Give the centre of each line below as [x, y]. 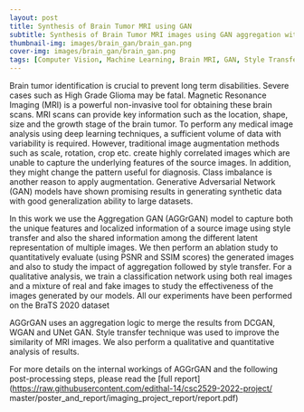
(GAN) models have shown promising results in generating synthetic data [146, 192]
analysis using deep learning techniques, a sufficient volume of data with [146, 134]
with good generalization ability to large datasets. [101, 201]
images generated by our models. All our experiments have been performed [151, 296]
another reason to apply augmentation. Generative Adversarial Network [142, 182]
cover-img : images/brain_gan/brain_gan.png [93, 52]
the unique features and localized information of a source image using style [150, 228]
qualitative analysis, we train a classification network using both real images [151, 276]
